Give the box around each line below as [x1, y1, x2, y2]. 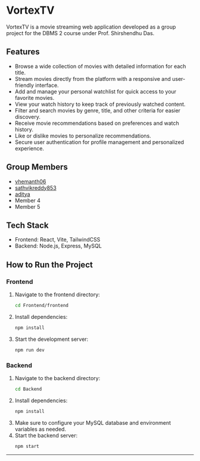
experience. [14, 145, 45, 152]
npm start [14, 443, 40, 449]
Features [6, 47, 40, 57]
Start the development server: [14, 335, 89, 343]
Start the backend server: [14, 432, 78, 439]
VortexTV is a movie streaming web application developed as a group [6, 23, 176, 30]
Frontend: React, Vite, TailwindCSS [14, 236, 101, 243]
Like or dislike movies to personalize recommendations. [14, 132, 152, 139]
